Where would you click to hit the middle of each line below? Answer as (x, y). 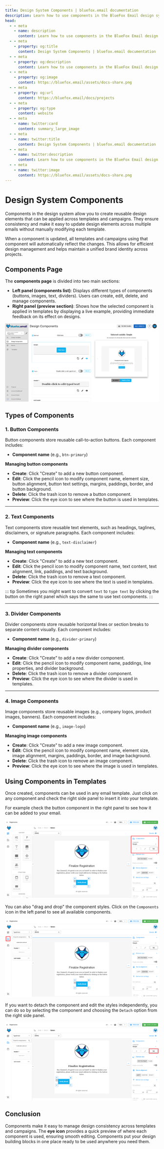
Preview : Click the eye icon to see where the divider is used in (75, 679)
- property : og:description (42, 62)
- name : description (35, 31)
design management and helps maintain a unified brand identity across (76, 249)
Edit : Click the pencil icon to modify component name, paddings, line (82, 663)
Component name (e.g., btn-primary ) (50, 455)
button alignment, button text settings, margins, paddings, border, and (82, 484)
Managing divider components (37, 649)
